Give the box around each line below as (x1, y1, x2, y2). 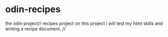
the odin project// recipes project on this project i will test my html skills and (5, 20, 163, 26)
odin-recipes (5, 4, 61, 15)
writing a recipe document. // (5, 25, 66, 31)
